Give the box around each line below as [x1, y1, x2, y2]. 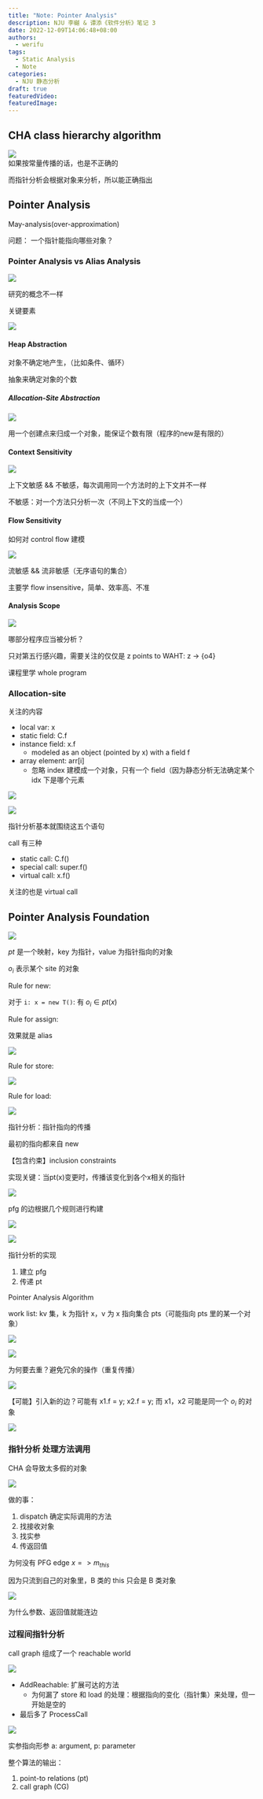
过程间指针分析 [8, 1629, 65, 1640]
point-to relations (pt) [19, 1773, 89, 1782]
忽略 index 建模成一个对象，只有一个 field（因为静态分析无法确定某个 [31, 766, 255, 775]
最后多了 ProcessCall [19, 1709, 88, 1719]
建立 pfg [19, 1267, 47, 1276]
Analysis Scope [8, 601, 60, 610]
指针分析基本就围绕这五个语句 [8, 822, 104, 831]
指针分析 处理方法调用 [8, 1444, 91, 1455]
